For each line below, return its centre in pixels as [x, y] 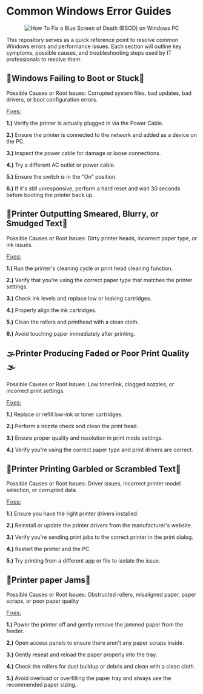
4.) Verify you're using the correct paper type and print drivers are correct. [100, 450]
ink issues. [20, 245]
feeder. [15, 631]
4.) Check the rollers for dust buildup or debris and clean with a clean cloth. [101, 666]
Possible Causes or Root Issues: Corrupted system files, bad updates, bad [99, 93]
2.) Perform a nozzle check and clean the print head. [72, 426]
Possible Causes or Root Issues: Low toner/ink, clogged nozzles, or [90, 384]
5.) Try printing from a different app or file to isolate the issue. [83, 561]
